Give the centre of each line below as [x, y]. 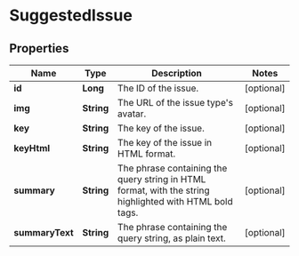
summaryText [44, 232]
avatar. [132, 114]
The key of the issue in [165, 143]
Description [177, 73]
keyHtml [32, 148]
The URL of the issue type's [175, 103]
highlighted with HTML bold [175, 201]
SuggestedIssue [71, 16]
